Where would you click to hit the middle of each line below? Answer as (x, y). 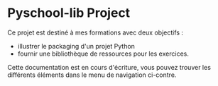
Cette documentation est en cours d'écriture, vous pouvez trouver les (109, 67)
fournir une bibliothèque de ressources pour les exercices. (103, 54)
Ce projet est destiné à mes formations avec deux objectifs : (95, 32)
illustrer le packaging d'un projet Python (76, 46)
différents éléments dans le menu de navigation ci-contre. (92, 75)
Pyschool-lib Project (69, 13)
